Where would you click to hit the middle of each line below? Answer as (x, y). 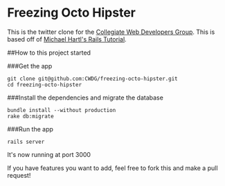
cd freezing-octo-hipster (44, 84)
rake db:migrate (30, 116)
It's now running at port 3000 (49, 154)
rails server (26, 142)
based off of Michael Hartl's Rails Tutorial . (67, 39)
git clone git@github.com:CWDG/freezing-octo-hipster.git (92, 78)
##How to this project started (49, 53)
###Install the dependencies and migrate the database (85, 97)
